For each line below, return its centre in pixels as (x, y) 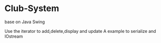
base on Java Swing (25, 22)
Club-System (32, 8)
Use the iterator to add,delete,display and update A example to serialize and (80, 31)
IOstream (14, 36)
